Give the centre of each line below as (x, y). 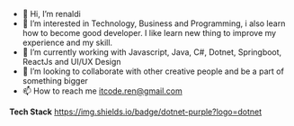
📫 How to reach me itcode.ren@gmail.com (102, 91)
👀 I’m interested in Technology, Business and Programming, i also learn (154, 23)
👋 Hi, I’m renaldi (51, 14)
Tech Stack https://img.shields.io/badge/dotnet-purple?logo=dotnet (136, 112)
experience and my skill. (67, 42)
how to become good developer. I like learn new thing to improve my (149, 33)
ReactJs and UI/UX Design (71, 62)
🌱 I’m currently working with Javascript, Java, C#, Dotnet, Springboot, (152, 52)
